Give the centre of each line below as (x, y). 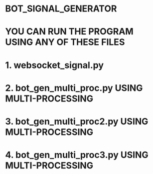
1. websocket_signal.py (54, 65)
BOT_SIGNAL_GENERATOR (61, 9)
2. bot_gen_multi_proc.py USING (74, 88)
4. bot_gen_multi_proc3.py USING (77, 155)
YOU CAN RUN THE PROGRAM (69, 32)
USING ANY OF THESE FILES (65, 42)
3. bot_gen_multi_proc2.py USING (77, 121)
